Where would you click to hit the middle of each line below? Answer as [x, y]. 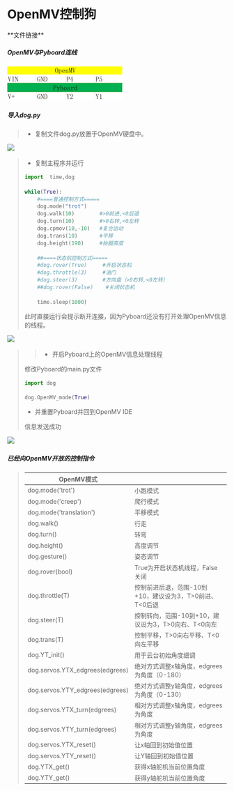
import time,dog [49, 177]
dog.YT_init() [46, 655]
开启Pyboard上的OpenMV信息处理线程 [107, 354]
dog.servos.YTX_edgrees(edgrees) [78, 670]
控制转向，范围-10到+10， [174, 616]
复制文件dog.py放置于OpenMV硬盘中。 [91, 134]
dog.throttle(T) [49, 596]
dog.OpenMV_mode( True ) [57, 398]
